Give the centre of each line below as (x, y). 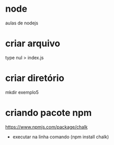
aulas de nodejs (22, 23)
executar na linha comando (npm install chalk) (61, 137)
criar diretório (35, 78)
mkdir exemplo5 (22, 92)
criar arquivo (33, 43)
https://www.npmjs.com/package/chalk (46, 127)
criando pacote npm (49, 113)
